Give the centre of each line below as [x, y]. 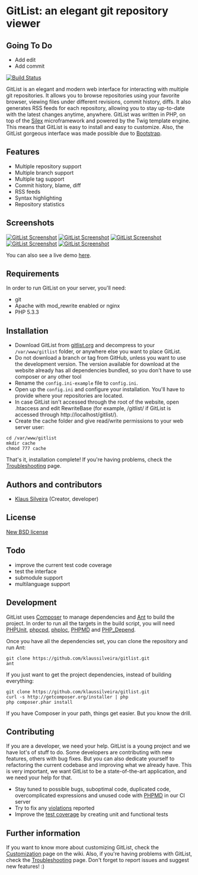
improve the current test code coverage [63, 565]
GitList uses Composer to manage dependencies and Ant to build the [90, 617]
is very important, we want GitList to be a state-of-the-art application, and [96, 772]
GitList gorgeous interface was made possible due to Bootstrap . [84, 133]
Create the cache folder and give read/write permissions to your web [99, 421]
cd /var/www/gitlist [32, 438]
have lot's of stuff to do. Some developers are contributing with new [89, 753]
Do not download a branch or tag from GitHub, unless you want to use [100, 358]
